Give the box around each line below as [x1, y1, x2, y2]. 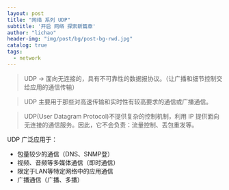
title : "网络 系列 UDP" [7, 16, 70, 23]
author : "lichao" [7, 29, 57, 36]
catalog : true [7, 42, 48, 49]
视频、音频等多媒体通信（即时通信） [16, 158, 120, 167]
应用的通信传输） [29, 83, 79, 91]
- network [13, 55, 41, 62]
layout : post [7, 10, 44, 17]
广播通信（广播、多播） [16, 176, 81, 184]
